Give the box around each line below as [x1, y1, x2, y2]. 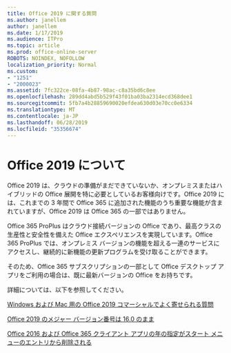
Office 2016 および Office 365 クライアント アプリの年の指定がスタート [7, 330, 210, 338]
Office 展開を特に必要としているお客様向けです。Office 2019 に [44, 190, 225, 199]
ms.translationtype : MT [7, 106, 76, 113]
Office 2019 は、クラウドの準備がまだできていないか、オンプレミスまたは [7, 181, 217, 190]
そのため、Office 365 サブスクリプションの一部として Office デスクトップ [7, 263, 217, 271]
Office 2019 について [7, 157, 126, 173]
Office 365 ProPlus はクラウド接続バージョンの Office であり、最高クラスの [7, 222, 222, 230]
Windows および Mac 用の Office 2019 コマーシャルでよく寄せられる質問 [7, 301, 214, 309]
